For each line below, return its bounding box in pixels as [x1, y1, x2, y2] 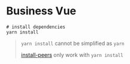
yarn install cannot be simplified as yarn [20, 39, 125, 47]
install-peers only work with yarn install [20, 51, 124, 58]
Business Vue [6, 4, 77, 18]
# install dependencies [6, 24, 66, 30]
